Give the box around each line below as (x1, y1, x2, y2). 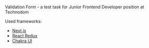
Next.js (12, 28, 27, 33)
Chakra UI (12, 38, 32, 44)
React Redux (12, 33, 38, 38)
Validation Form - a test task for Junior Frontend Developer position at (5, 4, 144, 10)
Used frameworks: (5, 19, 42, 24)
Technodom (5, 9, 29, 15)
